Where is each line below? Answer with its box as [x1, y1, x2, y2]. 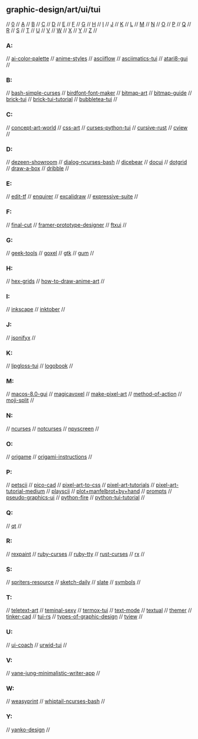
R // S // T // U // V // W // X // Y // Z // [6, 27, 97, 34]
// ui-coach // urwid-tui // [6, 641, 67, 648]
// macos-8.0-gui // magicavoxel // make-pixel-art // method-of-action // [6, 391, 182, 398]
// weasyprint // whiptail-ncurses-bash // [6, 698, 105, 705]
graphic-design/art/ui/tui [6, 5, 101, 15]
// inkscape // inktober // [6, 306, 65, 313]
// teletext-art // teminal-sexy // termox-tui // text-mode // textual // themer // [6, 606, 192, 614]
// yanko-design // [6, 726, 50, 733]
